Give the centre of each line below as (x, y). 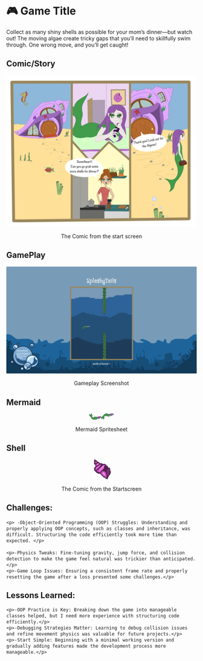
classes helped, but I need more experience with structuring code (93, 616)
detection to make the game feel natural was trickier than (84, 559)
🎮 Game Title (41, 11)
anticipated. (179, 559)
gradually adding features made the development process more (86, 646)
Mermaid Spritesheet (101, 429)
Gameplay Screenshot (101, 383)
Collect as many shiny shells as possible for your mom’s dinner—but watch (99, 32)
